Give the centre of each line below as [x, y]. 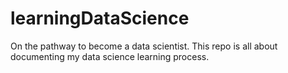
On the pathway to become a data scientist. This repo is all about [144, 46]
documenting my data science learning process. [110, 56]
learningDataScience [100, 18]
